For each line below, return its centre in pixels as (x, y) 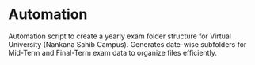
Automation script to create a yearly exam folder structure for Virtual (120, 36)
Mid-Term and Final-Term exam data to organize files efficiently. (113, 52)
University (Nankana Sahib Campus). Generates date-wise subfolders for (127, 44)
